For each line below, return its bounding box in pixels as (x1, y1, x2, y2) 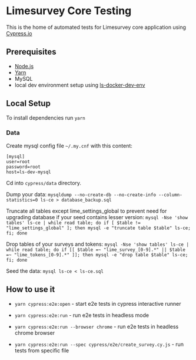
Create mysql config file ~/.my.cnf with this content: (6, 142, 132, 149)
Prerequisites (6, 47, 57, 57)
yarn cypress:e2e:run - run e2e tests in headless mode (14, 311, 149, 319)
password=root (6, 164, 41, 170)
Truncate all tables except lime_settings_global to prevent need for (6, 207, 167, 214)
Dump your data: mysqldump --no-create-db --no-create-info (6, 190, 157, 198)
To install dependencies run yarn (6, 114, 85, 121)
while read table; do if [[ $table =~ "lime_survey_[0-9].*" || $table (6, 246, 185, 253)
